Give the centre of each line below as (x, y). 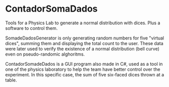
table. (11, 80)
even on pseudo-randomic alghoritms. (45, 54)
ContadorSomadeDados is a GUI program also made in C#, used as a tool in (84, 64)
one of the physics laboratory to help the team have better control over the (83, 69)
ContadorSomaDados (51, 9)
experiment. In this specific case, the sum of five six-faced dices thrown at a (85, 74)
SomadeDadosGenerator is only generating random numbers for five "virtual (85, 38)
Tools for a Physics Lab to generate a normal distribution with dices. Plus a (83, 23)
